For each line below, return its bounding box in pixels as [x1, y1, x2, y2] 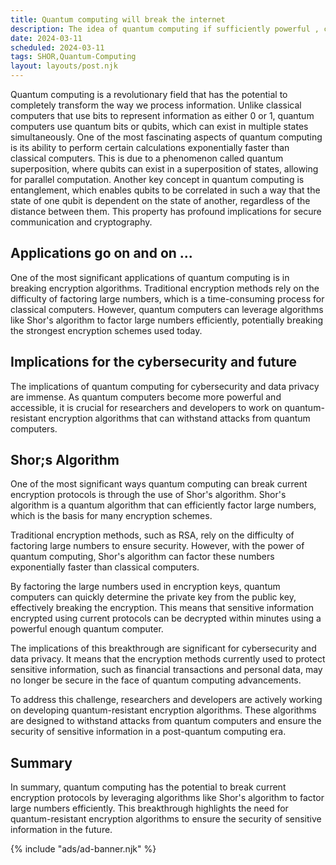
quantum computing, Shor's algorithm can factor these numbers [10, 551, 275, 563]
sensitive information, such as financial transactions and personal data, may [10, 664, 323, 676]
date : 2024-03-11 [10, 33, 83, 43]
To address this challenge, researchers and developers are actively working [10, 694, 323, 706]
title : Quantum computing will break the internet [10, 14, 226, 25]
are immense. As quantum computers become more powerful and [10, 391, 282, 403]
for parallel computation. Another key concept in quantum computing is [10, 174, 305, 185]
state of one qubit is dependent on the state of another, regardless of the [10, 195, 311, 206]
